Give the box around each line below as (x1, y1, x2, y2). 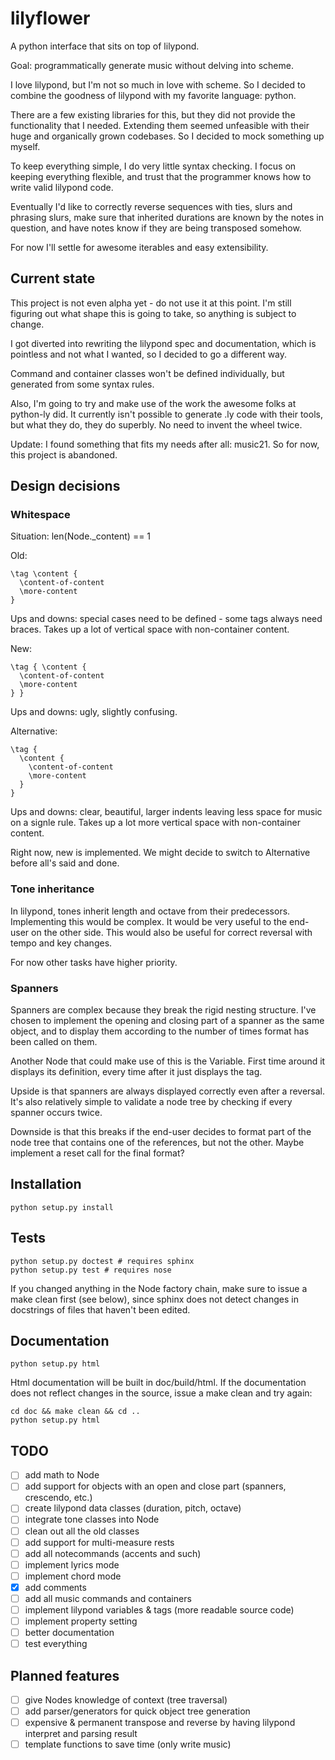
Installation (10, 1176, 82, 1193)
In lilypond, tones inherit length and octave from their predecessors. (10, 905, 291, 917)
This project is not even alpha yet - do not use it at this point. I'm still (10, 297, 292, 309)
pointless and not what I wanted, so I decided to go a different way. (10, 348, 288, 360)
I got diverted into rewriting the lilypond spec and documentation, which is (10, 337, 317, 349)
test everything (24, 1638, 88, 1650)
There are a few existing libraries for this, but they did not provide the (10, 108, 296, 121)
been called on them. (10, 1036, 98, 1048)
